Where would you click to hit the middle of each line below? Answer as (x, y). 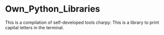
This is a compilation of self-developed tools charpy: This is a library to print (82, 22)
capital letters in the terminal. (34, 27)
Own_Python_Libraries (53, 9)
